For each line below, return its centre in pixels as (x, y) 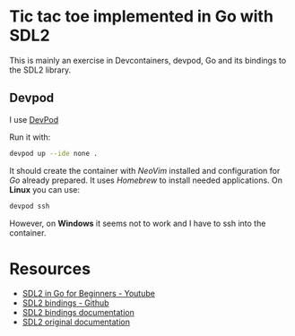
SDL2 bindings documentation (78, 313)
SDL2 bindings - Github (65, 303)
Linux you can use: (45, 189)
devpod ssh (30, 206)
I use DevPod (34, 119)
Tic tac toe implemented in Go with (141, 17)
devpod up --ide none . (54, 153)
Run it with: (30, 137)
